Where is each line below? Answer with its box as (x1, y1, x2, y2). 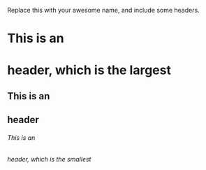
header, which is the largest (7, 62, 171, 78)
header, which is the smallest (7, 155, 91, 164)
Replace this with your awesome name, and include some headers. (7, 6, 200, 14)
